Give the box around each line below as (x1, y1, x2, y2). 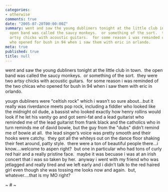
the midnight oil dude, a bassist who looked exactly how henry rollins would (5, 109, 161, 115)
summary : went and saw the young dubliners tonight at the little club (5, 26, 157, 31)
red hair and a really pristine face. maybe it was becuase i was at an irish (5, 151, 156, 157)
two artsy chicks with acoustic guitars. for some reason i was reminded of (5, 78, 159, 84)
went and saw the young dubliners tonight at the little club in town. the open (5, 67, 163, 73)
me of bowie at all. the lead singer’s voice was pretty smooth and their (5, 130, 151, 136)
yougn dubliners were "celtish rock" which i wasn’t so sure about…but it (5, 98, 153, 104)
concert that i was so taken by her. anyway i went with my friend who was (5, 157, 159, 163)
